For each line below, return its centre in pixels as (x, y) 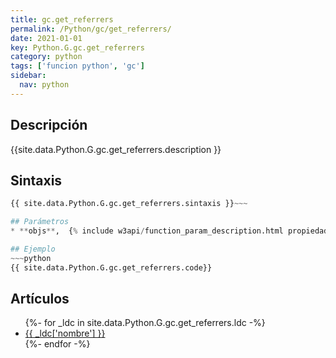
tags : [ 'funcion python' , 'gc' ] (77, 66)
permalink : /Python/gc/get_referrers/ (91, 29)
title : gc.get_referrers (62, 19)
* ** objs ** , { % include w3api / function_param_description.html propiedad (169, 231)
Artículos (40, 299)
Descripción (49, 125)
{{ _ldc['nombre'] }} (65, 333)
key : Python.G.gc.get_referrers (77, 47)
